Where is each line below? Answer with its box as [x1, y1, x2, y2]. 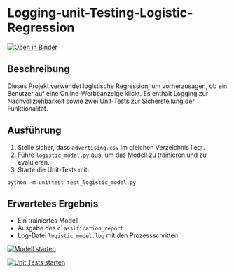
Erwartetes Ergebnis [7, 197, 99, 209]
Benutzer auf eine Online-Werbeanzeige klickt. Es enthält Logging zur [7, 89, 209, 97]
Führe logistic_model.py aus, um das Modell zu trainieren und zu [17, 150, 207, 159]
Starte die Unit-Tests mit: [17, 165, 90, 174]
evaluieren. [17, 157, 50, 166]
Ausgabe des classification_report [17, 224, 124, 232]
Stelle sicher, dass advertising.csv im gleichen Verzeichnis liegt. [17, 143, 205, 151]
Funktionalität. [7, 104, 48, 113]
